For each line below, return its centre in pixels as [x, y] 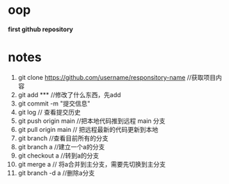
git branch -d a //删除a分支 [56, 173]
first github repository [41, 29]
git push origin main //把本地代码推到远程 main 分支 [92, 121]
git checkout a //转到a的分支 [58, 156]
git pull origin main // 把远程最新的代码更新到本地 [88, 129]
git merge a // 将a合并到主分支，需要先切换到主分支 [92, 164]
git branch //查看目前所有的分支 [63, 138]
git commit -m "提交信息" [54, 103]
